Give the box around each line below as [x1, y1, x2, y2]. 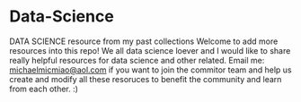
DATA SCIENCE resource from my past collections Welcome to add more [9, 36, 279, 47]
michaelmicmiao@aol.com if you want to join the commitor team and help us [9, 64, 292, 75]
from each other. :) [9, 83, 79, 94]
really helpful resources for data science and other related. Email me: [9, 55, 265, 65]
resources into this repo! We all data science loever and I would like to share [9, 45, 291, 55]
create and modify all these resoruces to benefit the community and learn [9, 73, 282, 84]
